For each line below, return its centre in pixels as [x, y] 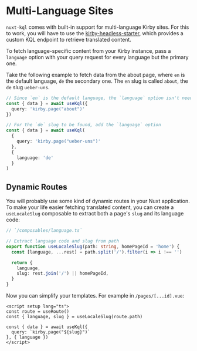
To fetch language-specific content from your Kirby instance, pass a [89, 50]
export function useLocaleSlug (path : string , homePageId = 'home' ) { [93, 247]
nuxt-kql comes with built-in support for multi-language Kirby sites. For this [98, 27]
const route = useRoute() [38, 312]
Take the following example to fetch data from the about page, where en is [96, 75]
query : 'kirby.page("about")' [48, 109]
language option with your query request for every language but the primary [97, 57]
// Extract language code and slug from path [62, 241]
